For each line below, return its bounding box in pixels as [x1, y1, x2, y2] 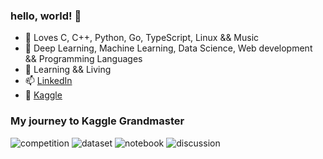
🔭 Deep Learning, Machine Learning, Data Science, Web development [24, 42, 313, 54]
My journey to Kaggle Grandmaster [10, 114, 185, 128]
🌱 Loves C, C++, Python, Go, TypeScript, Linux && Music [24, 32, 260, 44]
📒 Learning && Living [24, 64, 112, 76]
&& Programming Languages [24, 53, 143, 65]
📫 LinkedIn [24, 75, 73, 87]
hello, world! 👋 [10, 9, 82, 23]
